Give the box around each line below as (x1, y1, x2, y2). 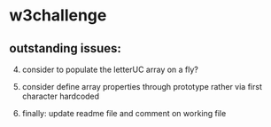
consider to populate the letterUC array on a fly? (21, 64, 199, 75)
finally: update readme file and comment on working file (21, 108, 227, 118)
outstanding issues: (9, 41, 122, 56)
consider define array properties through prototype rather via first (21, 82, 263, 91)
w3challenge (9, 5, 107, 26)
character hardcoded (21, 91, 100, 101)
